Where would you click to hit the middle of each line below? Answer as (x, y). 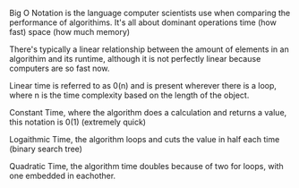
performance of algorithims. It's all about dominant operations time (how (143, 22)
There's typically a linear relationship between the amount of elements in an (149, 49)
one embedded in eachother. (63, 175)
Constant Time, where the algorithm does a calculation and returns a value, (148, 112)
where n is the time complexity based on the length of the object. (129, 95)
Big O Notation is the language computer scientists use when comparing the (150, 13)
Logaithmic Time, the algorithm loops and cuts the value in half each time (145, 139)
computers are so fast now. (60, 68)
